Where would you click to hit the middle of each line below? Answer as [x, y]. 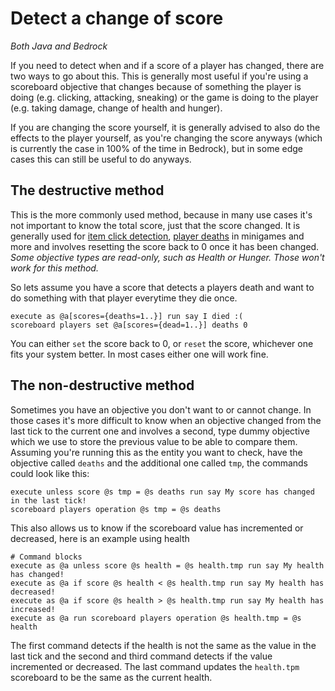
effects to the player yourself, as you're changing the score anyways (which [166, 138]
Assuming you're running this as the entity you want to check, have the [156, 452]
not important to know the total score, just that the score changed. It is [155, 225]
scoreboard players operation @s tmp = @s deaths [116, 509]
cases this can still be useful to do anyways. [101, 159]
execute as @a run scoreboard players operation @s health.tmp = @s [156, 618]
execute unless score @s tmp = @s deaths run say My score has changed [162, 492]
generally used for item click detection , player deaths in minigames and [157, 236]
